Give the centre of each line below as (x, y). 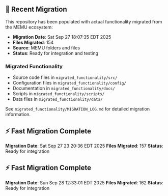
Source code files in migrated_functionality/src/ (65, 77)
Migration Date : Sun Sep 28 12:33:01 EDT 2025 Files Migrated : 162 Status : (84, 183)
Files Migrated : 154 (33, 42)
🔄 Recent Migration (36, 9)
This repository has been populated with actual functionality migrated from (84, 21)
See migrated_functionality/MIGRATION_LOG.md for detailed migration (78, 109)
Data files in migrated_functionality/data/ (58, 99)
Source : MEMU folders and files (46, 48)
